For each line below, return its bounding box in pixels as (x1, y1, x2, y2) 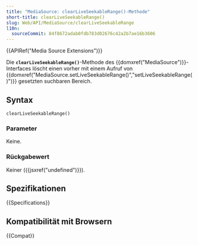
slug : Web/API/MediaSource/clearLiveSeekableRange (6, 20, 134, 26)
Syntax (6, 95, 33, 105)
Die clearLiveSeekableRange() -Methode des (6, 59, 115, 66)
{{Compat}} (6, 233, 34, 240)
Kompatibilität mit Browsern (6, 216, 112, 227)
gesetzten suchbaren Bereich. (18, 78, 92, 85)
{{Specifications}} (6, 199, 51, 206)
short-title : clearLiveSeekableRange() (6, 14, 105, 20)
